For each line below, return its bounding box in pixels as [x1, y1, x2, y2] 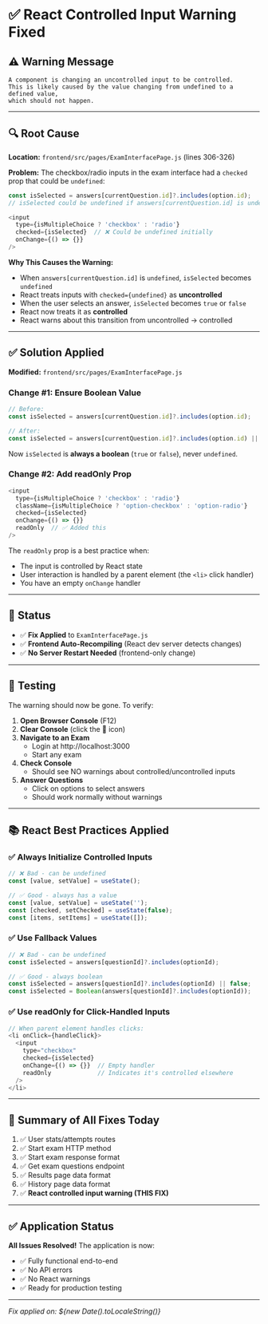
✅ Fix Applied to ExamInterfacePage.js [19, 630, 148, 639]
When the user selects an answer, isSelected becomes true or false [19, 298, 246, 308]
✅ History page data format [19, 1180, 111, 1189]
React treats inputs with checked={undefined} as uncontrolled [19, 290, 223, 299]
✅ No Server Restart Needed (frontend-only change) [19, 648, 196, 658]
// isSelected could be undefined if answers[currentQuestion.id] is [8, 199, 245, 207]
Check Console [19, 758, 73, 768]
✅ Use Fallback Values [8, 932, 97, 943]
